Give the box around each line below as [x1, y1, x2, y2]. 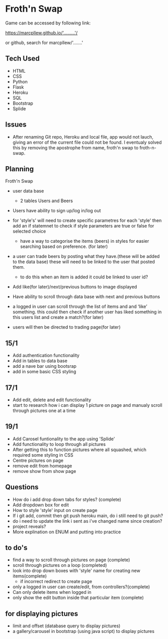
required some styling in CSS [12, 452, 73, 458]
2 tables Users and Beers [20, 198, 73, 204]
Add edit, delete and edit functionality [12, 397, 92, 403]
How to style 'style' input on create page [12, 507, 98, 513]
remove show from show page [12, 468, 76, 474]
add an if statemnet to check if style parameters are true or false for [12, 223, 154, 229]
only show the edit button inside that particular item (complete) [12, 595, 144, 601]
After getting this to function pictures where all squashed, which [12, 446, 147, 453]
